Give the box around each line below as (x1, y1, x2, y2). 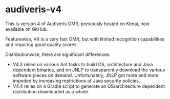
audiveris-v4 (5, 4, 62, 15)
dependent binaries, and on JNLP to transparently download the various (12, 67, 165, 73)
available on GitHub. (5, 26, 48, 32)
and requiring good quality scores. (5, 41, 78, 47)
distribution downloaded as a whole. (12, 88, 90, 94)
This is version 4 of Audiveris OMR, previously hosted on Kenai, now (5, 21, 150, 27)
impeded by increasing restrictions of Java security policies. (12, 77, 140, 84)
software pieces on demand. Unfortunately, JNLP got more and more (12, 72, 159, 78)
